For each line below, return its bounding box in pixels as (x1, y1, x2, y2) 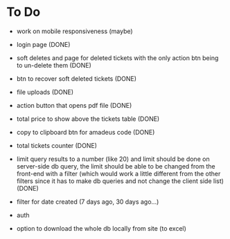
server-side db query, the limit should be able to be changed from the (16, 162, 215, 170)
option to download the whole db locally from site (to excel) (16, 224, 186, 232)
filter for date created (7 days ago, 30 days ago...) (16, 198, 159, 206)
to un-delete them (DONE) (16, 61, 91, 69)
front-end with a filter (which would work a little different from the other (16, 169, 221, 178)
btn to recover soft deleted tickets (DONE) (16, 74, 136, 83)
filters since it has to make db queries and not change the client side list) (16, 177, 224, 185)
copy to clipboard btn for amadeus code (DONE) (16, 128, 155, 136)
